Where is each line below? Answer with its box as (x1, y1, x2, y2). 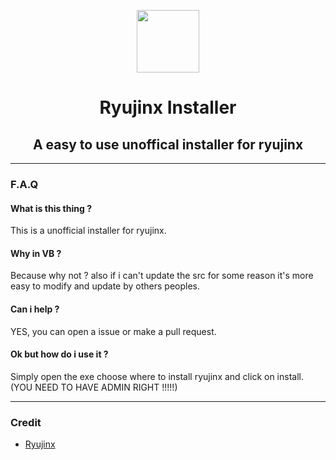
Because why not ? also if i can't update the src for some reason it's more (10, 270, 314, 282)
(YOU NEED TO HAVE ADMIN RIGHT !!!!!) (10, 381, 178, 393)
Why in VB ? (10, 247, 62, 259)
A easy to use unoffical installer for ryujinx (32, 136, 304, 153)
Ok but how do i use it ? (10, 348, 109, 360)
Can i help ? (10, 303, 60, 315)
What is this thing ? (10, 202, 92, 214)
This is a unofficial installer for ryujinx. (10, 225, 167, 237)
